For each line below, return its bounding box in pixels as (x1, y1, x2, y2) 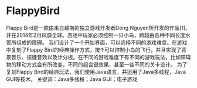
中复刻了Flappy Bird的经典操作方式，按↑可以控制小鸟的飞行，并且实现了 (6, 46, 182, 53)
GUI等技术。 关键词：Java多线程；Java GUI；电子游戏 (6, 75, 138, 83)
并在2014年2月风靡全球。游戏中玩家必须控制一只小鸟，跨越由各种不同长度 (6, 31, 186, 39)
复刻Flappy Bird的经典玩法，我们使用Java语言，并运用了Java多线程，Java (6, 68, 186, 75)
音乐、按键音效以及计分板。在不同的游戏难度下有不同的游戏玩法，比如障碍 (11, 53, 191, 60)
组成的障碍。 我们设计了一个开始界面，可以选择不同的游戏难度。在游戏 (16, 39, 188, 46)
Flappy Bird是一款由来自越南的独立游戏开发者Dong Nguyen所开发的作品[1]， (6, 24, 191, 31)
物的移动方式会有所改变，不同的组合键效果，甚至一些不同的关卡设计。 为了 (6, 60, 188, 68)
